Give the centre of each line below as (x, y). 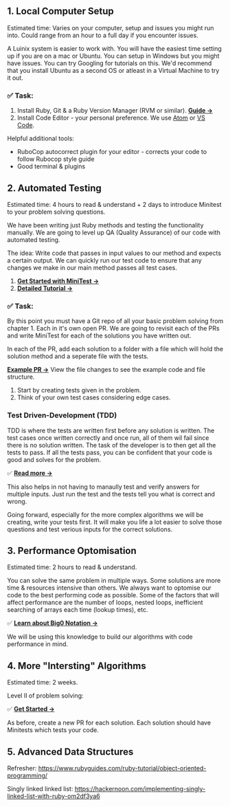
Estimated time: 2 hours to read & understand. (72, 567)
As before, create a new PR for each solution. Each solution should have (109, 723)
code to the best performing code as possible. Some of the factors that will (113, 595)
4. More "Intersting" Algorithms (77, 666)
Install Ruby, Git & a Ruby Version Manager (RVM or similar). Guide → (115, 111)
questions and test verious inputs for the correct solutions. (90, 529)
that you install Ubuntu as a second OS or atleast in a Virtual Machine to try (113, 70)
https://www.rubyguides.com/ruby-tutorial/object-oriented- (122, 768)
